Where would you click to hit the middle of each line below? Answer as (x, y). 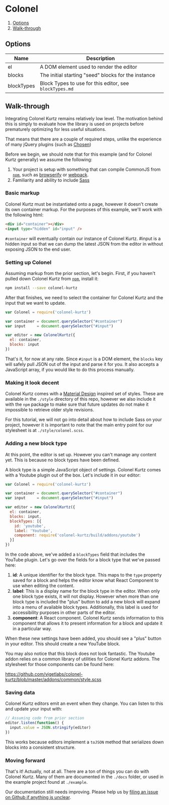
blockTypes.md (57, 89)
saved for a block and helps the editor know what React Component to (86, 580)
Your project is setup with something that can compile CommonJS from (87, 169)
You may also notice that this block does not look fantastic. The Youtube (80, 653)
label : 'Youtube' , (33, 531)
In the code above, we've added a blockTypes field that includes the (75, 554)
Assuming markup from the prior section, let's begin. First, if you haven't (80, 273)
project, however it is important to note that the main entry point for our (79, 425)
